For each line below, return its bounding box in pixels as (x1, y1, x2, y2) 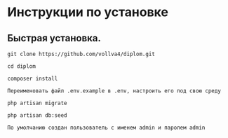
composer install (7, 75, 58, 82)
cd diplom (7, 63, 36, 70)
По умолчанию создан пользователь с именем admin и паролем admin (7, 124, 206, 131)
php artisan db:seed (7, 112, 68, 119)
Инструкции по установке (7, 4, 168, 20)
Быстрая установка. (7, 32, 102, 44)
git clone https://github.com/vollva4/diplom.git (7, 50, 156, 57)
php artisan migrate (7, 99, 68, 106)
